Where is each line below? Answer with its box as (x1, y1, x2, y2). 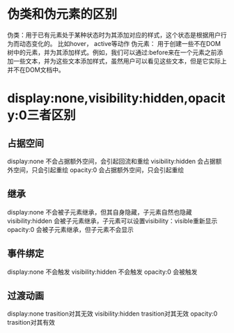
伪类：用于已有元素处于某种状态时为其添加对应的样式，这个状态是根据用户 (7, 31, 221, 39)
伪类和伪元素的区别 (7, 6, 118, 22)
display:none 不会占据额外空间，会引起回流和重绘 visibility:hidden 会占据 (7, 157, 216, 165)
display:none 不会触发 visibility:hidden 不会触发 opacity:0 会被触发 (7, 268, 198, 276)
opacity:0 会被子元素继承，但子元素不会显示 (7, 225, 134, 233)
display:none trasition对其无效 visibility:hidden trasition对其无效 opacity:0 (7, 309, 218, 318)
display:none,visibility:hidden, (7, 91, 189, 107)
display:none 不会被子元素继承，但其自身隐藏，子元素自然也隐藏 (7, 208, 192, 216)
